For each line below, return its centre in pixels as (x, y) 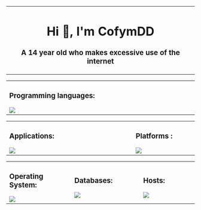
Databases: (94, 181)
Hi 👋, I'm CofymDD (100, 31)
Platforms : (154, 136)
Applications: (32, 136)
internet (100, 61)
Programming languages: (52, 96)
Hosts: (154, 181)
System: (23, 185)
